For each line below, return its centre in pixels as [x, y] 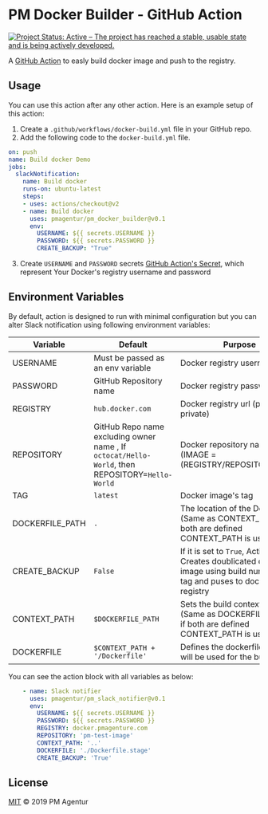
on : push [23, 152]
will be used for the [217, 657]
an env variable [122, 368]
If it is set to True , [213, 551]
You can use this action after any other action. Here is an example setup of [131, 104]
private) [195, 414]
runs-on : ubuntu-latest [62, 189]
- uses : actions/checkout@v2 [71, 204]
